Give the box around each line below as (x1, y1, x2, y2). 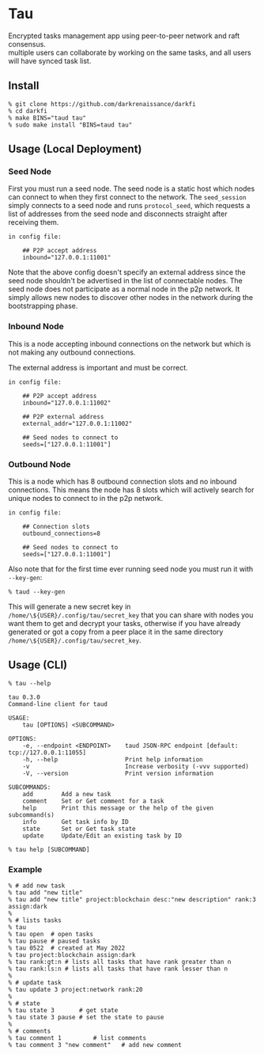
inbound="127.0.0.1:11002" (22, 399, 111, 407)
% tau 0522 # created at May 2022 (8, 944, 126, 952)
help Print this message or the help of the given (22, 804, 214, 812)
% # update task (8, 979, 62, 987)
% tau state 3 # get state (8, 1007, 119, 1015)
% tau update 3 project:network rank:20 (8, 986, 144, 994)
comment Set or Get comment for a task (22, 797, 164, 805)
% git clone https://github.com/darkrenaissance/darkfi (8, 100, 196, 108)
